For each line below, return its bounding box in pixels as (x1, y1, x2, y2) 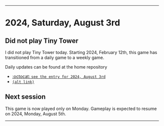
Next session (5, 93, 46, 101)
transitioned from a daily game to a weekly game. (5, 54, 104, 60)
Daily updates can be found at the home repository (5, 64, 107, 70)
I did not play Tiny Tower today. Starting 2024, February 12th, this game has (5, 50, 158, 55)
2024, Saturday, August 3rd (5, 18, 121, 28)
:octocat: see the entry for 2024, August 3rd (12, 73, 106, 79)
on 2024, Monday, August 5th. (5, 110, 66, 117)
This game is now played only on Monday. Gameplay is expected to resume (5, 106, 157, 111)
